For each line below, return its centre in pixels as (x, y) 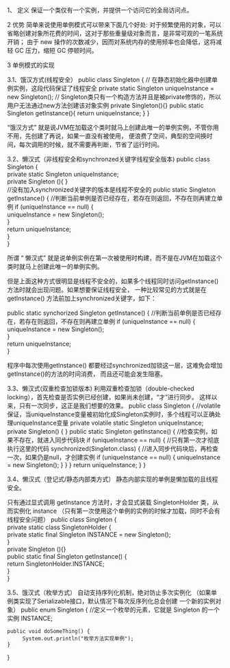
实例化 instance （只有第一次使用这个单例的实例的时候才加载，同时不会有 (116, 511)
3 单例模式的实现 (31, 65)
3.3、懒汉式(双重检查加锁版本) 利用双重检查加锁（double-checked (101, 388)
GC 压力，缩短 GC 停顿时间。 (56, 51)
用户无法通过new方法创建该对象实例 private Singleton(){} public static (105, 105)
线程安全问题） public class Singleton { (62, 520)
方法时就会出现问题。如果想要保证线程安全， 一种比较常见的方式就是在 (107, 290)
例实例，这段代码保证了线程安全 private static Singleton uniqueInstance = (111, 88)
